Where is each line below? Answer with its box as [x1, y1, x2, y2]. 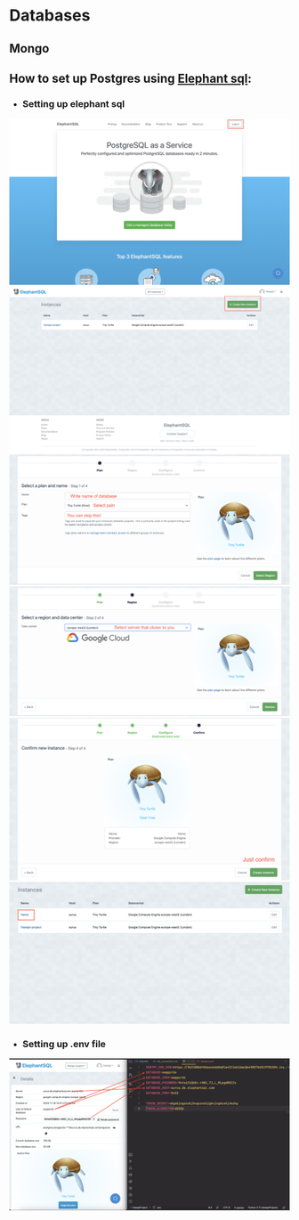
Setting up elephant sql [21, 97, 125, 110]
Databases [9, 5, 91, 26]
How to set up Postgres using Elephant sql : [9, 70, 252, 85]
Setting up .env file [21, 1038, 107, 1051]
